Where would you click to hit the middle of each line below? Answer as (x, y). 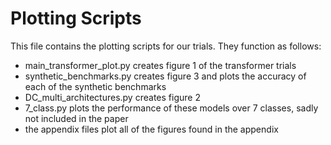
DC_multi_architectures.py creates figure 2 (112, 97)
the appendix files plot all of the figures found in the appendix (151, 129)
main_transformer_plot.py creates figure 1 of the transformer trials (160, 65)
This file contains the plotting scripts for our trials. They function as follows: (166, 46)
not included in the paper (76, 118)
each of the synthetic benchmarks (95, 86)
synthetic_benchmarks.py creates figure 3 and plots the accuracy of (165, 76)
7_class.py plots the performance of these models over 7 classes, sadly (171, 108)
